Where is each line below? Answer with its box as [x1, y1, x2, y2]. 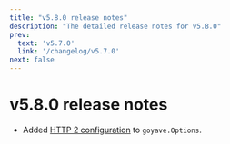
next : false [9, 55, 55, 64]
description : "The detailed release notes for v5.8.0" [9, 22, 222, 31]
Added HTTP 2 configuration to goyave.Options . [22, 124, 202, 135]
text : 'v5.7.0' [17, 38, 75, 48]
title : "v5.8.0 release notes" [9, 13, 128, 23]
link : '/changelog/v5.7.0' [17, 47, 120, 56]
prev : [9, 30, 30, 39]
